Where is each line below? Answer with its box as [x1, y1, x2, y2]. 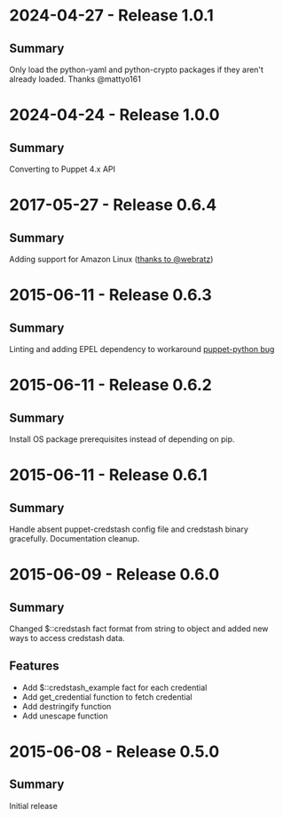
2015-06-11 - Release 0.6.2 [9, 375, 213, 396]
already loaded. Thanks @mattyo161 [9, 74, 142, 84]
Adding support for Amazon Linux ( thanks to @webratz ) [9, 254, 214, 264]
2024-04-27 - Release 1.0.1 [9, 5, 215, 26]
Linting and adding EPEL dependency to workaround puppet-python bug [9, 344, 275, 354]
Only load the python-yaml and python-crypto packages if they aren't [9, 64, 264, 75]
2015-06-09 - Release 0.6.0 [9, 565, 220, 585]
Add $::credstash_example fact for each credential [21, 682, 208, 693]
